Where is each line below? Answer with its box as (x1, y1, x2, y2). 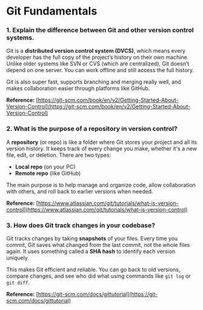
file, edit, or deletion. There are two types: (6, 151, 111, 158)
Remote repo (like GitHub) (15, 169, 81, 177)
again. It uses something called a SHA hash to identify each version (6, 248, 176, 255)
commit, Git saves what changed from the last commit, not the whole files (6, 241, 190, 249)
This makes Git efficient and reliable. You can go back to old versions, (6, 266, 181, 274)
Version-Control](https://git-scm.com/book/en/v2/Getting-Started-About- (6, 103, 191, 110)
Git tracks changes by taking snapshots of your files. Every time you (6, 235, 178, 242)
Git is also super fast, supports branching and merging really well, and (6, 78, 181, 86)
